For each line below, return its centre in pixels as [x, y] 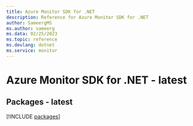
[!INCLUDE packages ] [33, 116]
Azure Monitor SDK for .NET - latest [97, 80]
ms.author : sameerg [31, 28]
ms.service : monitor [32, 51]
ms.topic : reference [32, 39]
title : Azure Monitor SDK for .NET [51, 12]
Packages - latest [40, 102]
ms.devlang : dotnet [31, 45]
